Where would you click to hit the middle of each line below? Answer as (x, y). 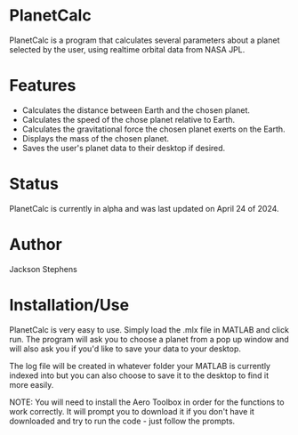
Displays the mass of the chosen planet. (96, 138)
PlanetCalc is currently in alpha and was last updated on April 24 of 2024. (144, 208)
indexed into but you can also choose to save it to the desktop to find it (139, 375)
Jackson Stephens (43, 269)
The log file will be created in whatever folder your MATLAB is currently (140, 366)
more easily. (32, 384)
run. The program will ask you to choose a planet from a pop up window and (149, 339)
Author (36, 245)
